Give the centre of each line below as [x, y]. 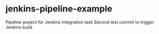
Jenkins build [19, 27]
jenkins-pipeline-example [59, 9]
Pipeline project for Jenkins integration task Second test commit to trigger [80, 22]
